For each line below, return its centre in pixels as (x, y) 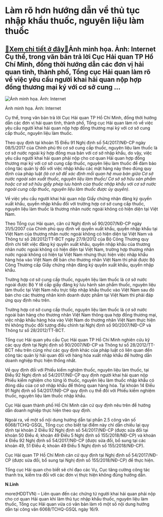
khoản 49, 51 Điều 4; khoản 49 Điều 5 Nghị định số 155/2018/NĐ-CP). (75, 446)
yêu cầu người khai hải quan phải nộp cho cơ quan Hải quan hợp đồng (75, 158)
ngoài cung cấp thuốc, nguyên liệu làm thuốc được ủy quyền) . (67, 189)
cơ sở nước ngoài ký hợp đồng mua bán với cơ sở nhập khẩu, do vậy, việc (79, 153)
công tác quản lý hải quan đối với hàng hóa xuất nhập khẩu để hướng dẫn (78, 355)
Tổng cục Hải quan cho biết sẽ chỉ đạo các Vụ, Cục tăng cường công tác (78, 470)
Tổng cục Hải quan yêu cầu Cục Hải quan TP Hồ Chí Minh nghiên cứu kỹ (78, 340)
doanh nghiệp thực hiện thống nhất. (41, 360)
